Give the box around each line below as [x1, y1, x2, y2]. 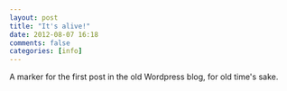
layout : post [9, 13, 59, 23]
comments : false [9, 38, 70, 48]
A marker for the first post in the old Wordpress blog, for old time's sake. [9, 71, 279, 82]
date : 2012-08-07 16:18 [9, 30, 99, 39]
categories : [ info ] [9, 47, 83, 56]
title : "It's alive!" [9, 22, 91, 31]
